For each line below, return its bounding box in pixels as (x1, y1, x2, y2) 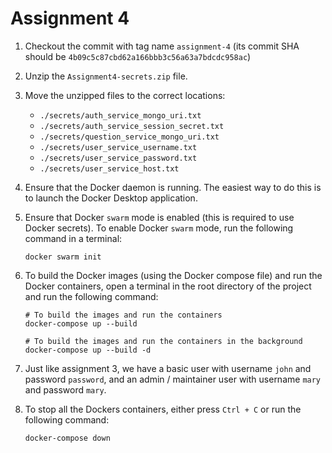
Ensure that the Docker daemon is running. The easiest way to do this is (24, 181, 322, 193)
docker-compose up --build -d (24, 345, 152, 355)
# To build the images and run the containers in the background (24, 336, 303, 346)
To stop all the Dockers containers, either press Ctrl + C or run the (24, 403, 302, 415)
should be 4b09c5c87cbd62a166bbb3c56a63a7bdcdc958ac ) (24, 50, 252, 62)
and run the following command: (24, 290, 159, 302)
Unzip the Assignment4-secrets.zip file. (24, 70, 188, 82)
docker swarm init (24, 252, 102, 262)
